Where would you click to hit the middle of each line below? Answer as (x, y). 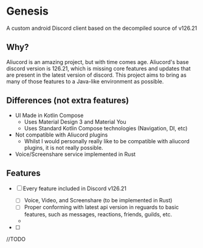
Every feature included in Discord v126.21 (74, 189)
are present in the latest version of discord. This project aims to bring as (96, 75)
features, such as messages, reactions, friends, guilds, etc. (98, 214)
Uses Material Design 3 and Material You (75, 122)
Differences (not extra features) (68, 101)
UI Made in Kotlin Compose (49, 115)
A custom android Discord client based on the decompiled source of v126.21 (102, 28)
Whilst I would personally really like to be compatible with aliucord (107, 141)
